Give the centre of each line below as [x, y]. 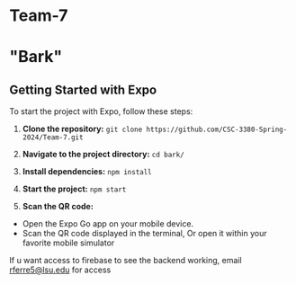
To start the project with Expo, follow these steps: [101, 111]
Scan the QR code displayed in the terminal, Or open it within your [144, 234]
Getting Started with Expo [83, 89]
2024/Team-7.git [53, 138]
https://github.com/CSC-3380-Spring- [217, 130]
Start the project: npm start [74, 189]
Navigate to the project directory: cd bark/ [103, 155]
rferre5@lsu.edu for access [60, 270]
